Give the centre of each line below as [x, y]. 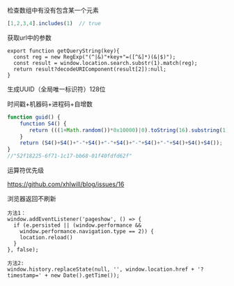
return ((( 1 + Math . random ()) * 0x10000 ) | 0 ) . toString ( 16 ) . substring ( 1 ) [129, 130]
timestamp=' [24, 276]
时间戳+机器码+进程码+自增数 [50, 104]
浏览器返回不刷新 [32, 198]
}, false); [23, 250]
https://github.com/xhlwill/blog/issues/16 [66, 184]
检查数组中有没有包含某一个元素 [53, 10]
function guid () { [34, 117]
